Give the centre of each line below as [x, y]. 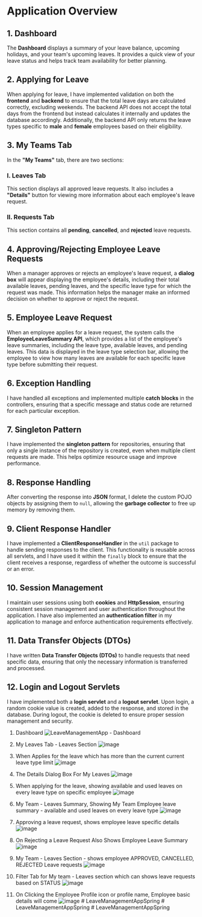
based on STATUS [38, 883]
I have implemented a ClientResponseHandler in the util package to [93, 543]
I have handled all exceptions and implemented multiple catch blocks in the [100, 398]
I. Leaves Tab [26, 175]
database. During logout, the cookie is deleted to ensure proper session [96, 714]
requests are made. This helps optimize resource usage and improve [92, 457]
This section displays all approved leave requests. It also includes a [90, 188]
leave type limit [34, 762]
